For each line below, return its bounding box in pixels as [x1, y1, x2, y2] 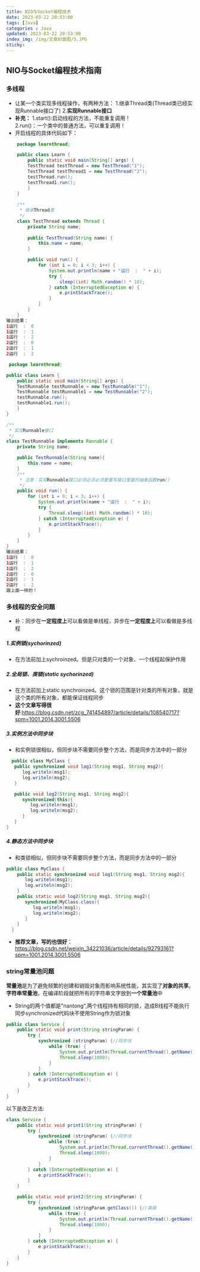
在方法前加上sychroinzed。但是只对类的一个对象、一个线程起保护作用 [14, 656, 186, 663]
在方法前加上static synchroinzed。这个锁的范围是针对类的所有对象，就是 [14, 687, 193, 694]
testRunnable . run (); [17, 394, 68, 401]
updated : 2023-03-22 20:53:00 [6, 31, 82, 37]
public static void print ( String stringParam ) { [17, 1027, 140, 1033]
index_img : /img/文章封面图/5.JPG [6, 36, 87, 42]
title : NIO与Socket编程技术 [6, 8, 71, 15]
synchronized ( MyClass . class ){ [24, 899, 100, 905]
